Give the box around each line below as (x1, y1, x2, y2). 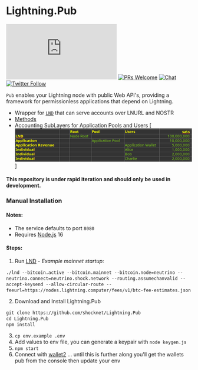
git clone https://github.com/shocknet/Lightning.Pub (6, 310, 141, 316)
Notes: (6, 211, 24, 218)
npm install (6, 322, 35, 328)
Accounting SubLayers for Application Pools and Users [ (14, 122, 152, 129)
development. (6, 182, 41, 189)
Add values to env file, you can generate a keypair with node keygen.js (14, 338, 187, 345)
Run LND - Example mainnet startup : (14, 257, 104, 264)
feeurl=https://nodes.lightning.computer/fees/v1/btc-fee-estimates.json (6, 287, 192, 293)
